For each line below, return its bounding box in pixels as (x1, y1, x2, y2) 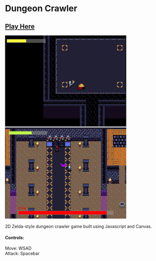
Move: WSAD (5, 245, 32, 251)
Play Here (5, 22, 35, 31)
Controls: (5, 234, 25, 241)
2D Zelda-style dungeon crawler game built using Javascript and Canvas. (5, 224, 152, 229)
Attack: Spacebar (5, 251, 40, 257)
